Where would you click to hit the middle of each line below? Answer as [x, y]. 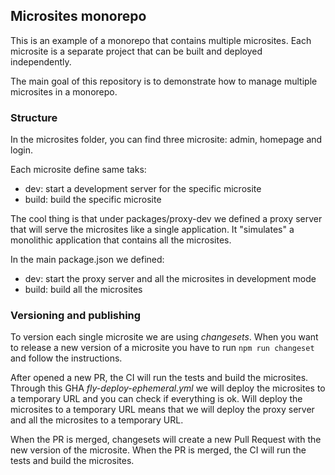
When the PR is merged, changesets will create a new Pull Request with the [166, 440]
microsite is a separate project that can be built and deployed [136, 51]
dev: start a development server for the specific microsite [143, 189]
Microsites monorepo [78, 16]
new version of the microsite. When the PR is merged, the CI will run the [158, 450]
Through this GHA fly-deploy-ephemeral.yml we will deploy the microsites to [168, 388]
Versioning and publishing [76, 316]
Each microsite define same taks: [78, 170]
